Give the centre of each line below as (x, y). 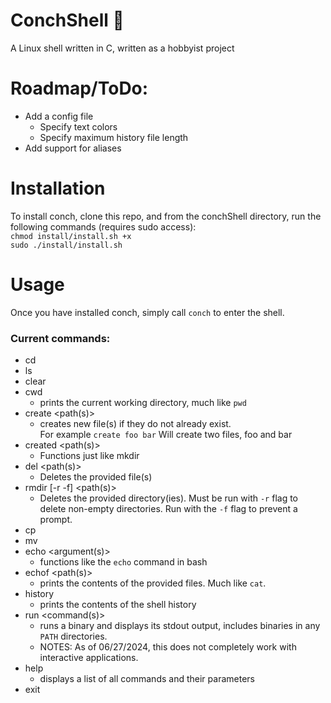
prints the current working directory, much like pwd (143, 403)
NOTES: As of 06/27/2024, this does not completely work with (168, 647)
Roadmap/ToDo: (79, 88)
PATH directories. (73, 636)
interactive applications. (89, 658)
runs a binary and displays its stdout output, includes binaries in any (180, 626)
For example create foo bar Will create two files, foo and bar (166, 435)
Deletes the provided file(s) (96, 477)
